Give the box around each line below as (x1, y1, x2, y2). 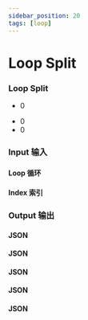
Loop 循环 (8, 168, 42, 178)
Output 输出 (8, 210, 54, 221)
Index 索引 (8, 188, 43, 198)
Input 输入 (8, 146, 48, 158)
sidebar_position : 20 (8, 11, 81, 20)
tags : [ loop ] (8, 19, 52, 27)
